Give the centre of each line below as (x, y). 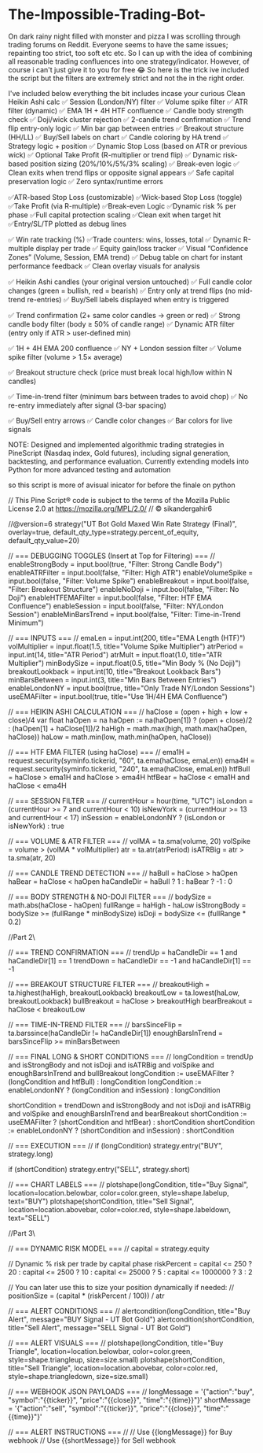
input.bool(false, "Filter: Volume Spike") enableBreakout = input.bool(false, (129, 581)
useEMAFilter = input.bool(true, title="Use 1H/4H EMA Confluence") (118, 696)
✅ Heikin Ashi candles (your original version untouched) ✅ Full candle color (130, 282)
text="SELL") (29, 1218)
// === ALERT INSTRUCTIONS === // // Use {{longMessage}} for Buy (121, 1432)
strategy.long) (31, 1154)
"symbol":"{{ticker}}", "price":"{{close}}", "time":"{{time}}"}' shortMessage (130, 1399)
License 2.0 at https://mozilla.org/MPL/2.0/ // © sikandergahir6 (110, 508)
